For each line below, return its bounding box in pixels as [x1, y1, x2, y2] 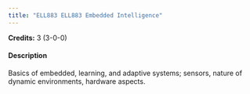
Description [8, 51, 48, 60]
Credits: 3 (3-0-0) [8, 33, 68, 42]
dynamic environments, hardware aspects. [8, 76, 146, 86]
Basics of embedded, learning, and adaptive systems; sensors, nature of [8, 68, 243, 78]
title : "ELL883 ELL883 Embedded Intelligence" [8, 11, 163, 20]
